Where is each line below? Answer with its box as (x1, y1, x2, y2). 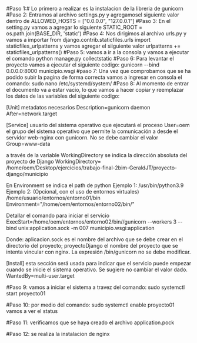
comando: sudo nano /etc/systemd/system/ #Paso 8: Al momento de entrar (6, 80, 189, 87)
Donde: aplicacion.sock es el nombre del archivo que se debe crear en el (6, 236, 183, 243)
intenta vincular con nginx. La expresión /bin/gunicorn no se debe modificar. (6, 248, 191, 255)
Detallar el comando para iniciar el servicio (6, 212, 110, 219)
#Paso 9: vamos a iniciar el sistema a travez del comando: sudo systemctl (6, 284, 185, 291)
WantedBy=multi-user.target (6, 272, 75, 279)
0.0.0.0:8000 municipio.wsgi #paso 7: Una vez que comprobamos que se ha (6, 68, 191, 74)
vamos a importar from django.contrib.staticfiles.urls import (6, 36, 151, 43)
